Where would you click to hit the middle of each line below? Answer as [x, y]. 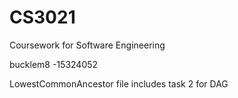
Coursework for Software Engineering [87, 45]
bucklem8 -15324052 [54, 64]
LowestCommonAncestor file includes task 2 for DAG [119, 83]
